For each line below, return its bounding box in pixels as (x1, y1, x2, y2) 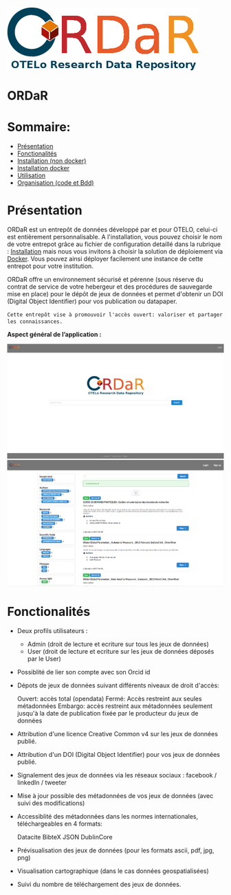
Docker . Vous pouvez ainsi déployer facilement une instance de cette (7, 255, 203, 263)
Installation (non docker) (16, 157, 87, 165)
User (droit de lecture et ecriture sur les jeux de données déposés (27, 647, 214, 655)
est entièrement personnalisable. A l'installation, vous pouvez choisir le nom (7, 233, 222, 241)
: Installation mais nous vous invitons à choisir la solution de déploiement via (7, 247, 223, 256)
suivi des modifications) (16, 799, 85, 807)
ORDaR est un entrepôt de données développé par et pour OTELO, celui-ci (7, 225, 218, 234)
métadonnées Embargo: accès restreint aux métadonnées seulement (16, 702, 213, 710)
